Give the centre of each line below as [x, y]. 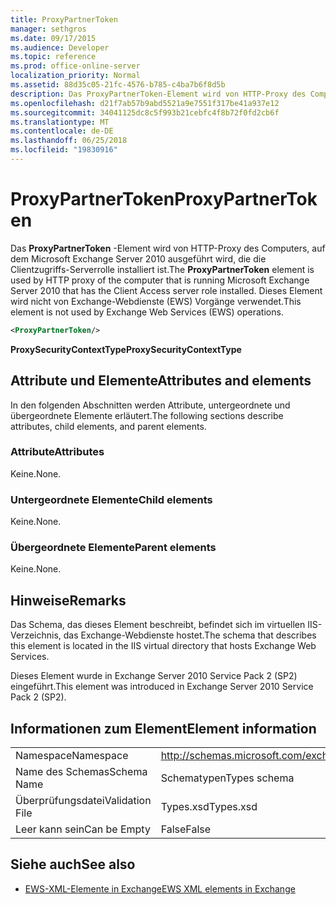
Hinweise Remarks [68, 600]
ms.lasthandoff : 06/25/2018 [69, 141]
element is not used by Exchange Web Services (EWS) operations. [147, 312]
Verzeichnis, [36, 635]
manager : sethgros [48, 29]
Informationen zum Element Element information [163, 728]
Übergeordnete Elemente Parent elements [113, 548]
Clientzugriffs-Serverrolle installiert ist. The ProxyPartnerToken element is [162, 269]
